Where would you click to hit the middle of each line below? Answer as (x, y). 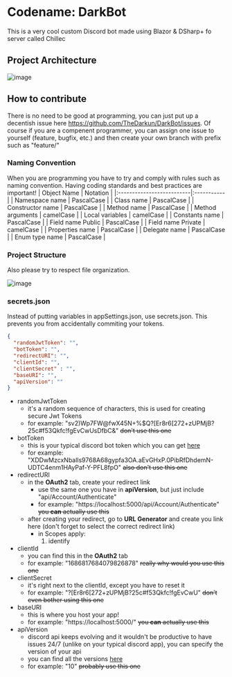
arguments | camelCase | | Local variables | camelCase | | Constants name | (115, 215)
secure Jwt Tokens (55, 416)
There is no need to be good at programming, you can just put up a (103, 116)
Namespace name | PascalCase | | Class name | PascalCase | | (105, 200)
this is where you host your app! (73, 615)
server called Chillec (36, 38)
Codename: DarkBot (67, 12)
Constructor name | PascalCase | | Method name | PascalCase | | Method (112, 207)
